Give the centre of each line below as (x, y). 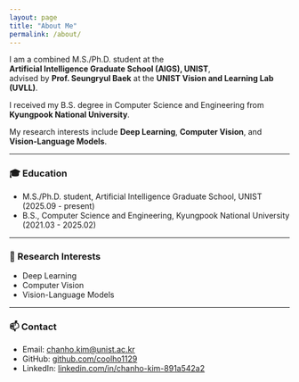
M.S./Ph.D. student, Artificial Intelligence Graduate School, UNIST (142, 196)
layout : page (33, 17)
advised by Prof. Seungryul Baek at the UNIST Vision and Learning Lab (141, 79)
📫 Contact (33, 327)
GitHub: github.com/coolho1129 (80, 359)
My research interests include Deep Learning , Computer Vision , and (136, 132)
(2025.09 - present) (58, 205)
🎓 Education (38, 173)
